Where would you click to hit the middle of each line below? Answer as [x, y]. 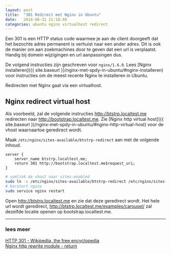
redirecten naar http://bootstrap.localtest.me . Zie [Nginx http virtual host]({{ [84, 119]
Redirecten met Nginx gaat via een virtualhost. [54, 86]
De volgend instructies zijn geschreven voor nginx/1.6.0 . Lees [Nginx [78, 65]
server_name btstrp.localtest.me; [51, 159]
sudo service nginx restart [35, 191]
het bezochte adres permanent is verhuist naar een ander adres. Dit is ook [83, 44]
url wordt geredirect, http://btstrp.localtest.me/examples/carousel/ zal [79, 206]
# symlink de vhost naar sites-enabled [48, 177]
